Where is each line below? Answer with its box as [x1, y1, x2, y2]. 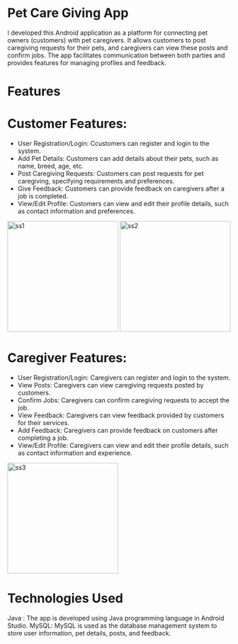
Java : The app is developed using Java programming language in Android [7, 614, 225, 622]
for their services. [17, 419, 69, 426]
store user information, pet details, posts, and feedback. [7, 628, 171, 637]
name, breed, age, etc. [17, 162, 84, 171]
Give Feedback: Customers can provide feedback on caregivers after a [17, 184, 225, 193]
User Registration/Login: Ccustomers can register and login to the [17, 140, 210, 148]
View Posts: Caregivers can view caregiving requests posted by [17, 381, 204, 389]
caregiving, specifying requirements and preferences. [17, 177, 175, 186]
